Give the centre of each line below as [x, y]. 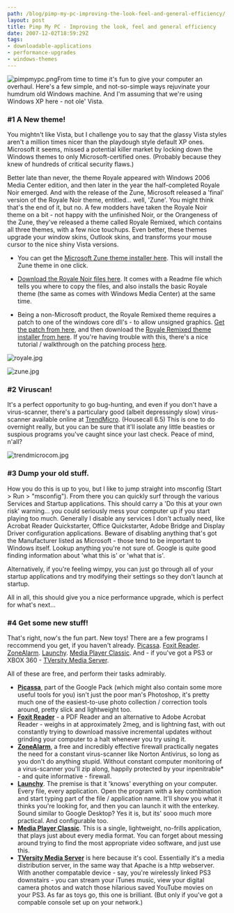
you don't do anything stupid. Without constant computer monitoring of [119, 761]
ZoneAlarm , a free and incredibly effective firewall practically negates [118, 746]
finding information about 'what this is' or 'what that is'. [86, 555]
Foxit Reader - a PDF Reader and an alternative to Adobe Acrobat [111, 717]
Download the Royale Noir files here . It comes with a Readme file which [120, 279]
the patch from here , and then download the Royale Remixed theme [114, 329]
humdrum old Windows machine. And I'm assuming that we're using [105, 94]
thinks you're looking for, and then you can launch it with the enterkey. [118, 806]
